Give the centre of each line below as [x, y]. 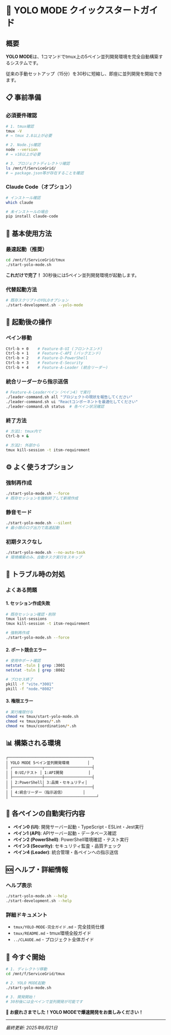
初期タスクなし [24, 542]
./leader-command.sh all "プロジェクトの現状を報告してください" [69, 397]
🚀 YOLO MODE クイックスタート [73, 10]
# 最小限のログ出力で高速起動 [33, 528]
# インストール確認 [23, 198]
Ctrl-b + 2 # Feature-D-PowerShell [47, 358]
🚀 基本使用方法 [29, 233]
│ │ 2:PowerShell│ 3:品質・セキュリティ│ [47, 782]
